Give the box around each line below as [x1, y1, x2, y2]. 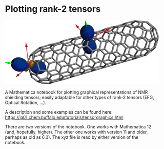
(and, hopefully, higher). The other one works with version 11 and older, [5, 129, 148, 135]
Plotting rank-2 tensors [5, 3, 101, 15]
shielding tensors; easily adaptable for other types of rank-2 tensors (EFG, [5, 94, 155, 100]
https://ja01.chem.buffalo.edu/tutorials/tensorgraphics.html [5, 114, 123, 120]
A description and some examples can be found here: [5, 109, 113, 115]
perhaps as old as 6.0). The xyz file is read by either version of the [5, 134, 139, 140]
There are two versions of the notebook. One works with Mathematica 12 [5, 124, 152, 129]
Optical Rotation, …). [5, 99, 46, 105]
